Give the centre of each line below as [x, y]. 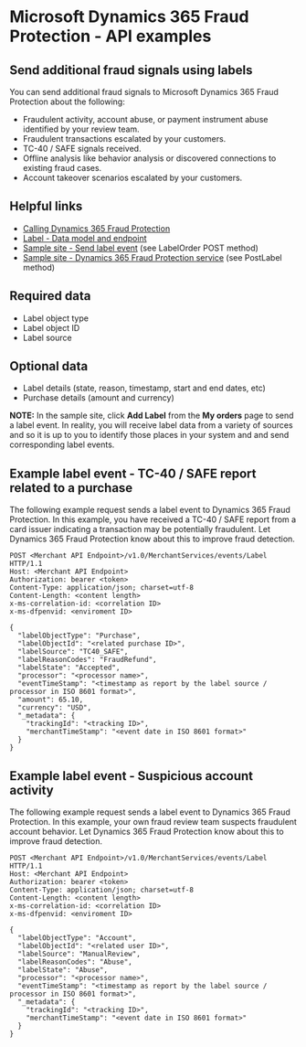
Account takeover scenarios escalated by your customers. [132, 177]
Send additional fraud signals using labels [131, 70]
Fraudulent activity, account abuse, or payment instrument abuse [145, 119]
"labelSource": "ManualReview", [79, 954]
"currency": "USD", [55, 708]
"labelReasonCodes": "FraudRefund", [87, 660]
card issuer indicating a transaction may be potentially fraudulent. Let [140, 529]
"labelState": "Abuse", [63, 970]
